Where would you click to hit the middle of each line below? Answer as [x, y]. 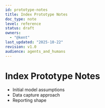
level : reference [23, 24]
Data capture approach [36, 95]
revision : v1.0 [21, 47]
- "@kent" [20, 38]
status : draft [20, 28]
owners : [13, 33]
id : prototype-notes [27, 10]
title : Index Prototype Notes [37, 14]
